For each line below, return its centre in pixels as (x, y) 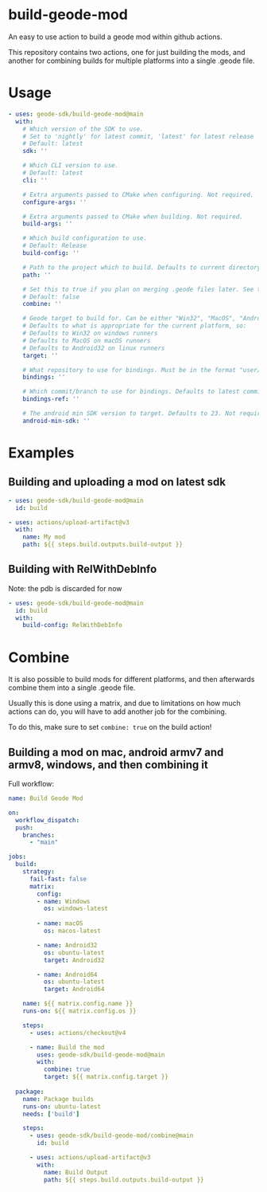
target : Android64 (74, 990)
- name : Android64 (67, 974)
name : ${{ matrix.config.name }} (78, 1004)
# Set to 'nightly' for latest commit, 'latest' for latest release (138, 136)
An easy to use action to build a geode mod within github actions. (115, 37)
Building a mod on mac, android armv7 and (116, 752)
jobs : (17, 857)
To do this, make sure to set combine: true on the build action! (110, 727)
